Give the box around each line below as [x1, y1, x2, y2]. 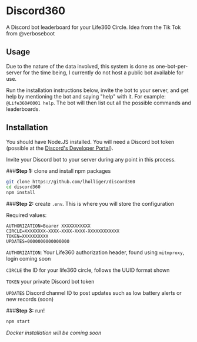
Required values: [6, 212, 47, 219]
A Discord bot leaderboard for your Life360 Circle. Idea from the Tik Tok [6, 24, 181, 31]
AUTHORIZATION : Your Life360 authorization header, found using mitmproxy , [6, 249, 185, 256]
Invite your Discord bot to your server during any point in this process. [6, 156, 176, 163]
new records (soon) [6, 296, 54, 303]
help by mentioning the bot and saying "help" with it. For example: [6, 93, 166, 100]
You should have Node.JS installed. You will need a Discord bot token [6, 138, 175, 145]
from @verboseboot [6, 29, 55, 37]
